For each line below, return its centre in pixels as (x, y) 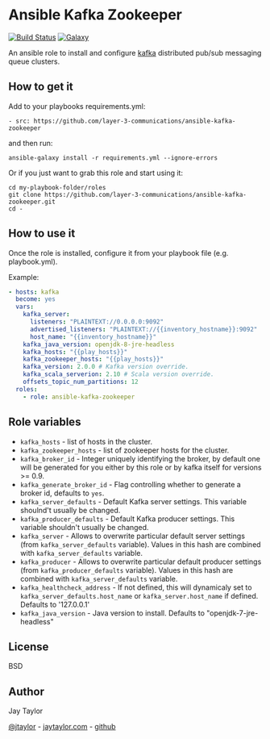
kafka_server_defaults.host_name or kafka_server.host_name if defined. (139, 595)
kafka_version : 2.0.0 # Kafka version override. (106, 367)
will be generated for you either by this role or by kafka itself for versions (141, 467)
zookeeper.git (32, 202)
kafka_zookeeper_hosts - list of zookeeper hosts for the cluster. (125, 450)
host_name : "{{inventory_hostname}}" (93, 336)
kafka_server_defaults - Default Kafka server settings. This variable (133, 501)
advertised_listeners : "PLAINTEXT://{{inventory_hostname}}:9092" (143, 329)
